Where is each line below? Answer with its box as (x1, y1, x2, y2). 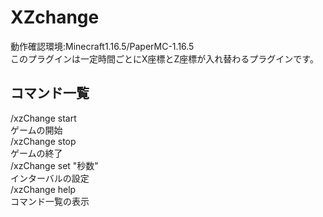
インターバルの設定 (10, 172, 90, 184)
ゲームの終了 (10, 147, 63, 159)
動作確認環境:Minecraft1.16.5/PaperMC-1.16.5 (10, 40, 195, 52)
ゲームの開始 (10, 124, 63, 136)
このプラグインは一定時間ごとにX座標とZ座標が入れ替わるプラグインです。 (10, 52, 319, 65)
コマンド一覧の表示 (10, 195, 90, 207)
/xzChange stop (10, 135, 77, 147)
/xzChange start (10, 112, 77, 124)
